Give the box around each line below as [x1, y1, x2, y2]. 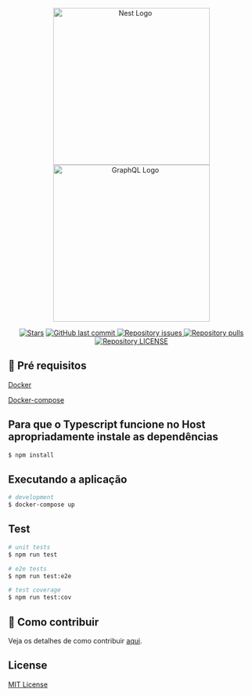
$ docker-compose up [8, 501, 76, 509]
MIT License [8, 680, 49, 689]
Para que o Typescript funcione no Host [8, 418, 206, 432]
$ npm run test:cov [8, 593, 72, 602]
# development [8, 494, 55, 501]
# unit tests [8, 543, 51, 551]
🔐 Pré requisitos [8, 359, 88, 373]
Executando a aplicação [8, 472, 128, 486]
